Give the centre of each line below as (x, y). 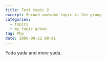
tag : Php (15, 34)
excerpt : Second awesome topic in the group (53, 15)
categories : (18, 19)
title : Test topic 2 (27, 10)
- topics (19, 24)
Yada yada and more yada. (34, 53)
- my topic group (28, 29)
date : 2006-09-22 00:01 (31, 39)
